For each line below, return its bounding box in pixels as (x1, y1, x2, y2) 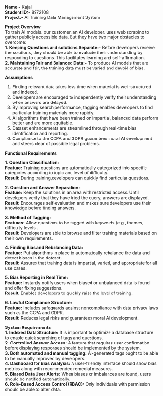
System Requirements (5, 325, 51, 330)
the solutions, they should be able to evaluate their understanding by (5, 50, 143, 55)
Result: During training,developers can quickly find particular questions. (5, 175, 150, 181)
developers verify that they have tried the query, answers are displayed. (5, 195, 149, 201)
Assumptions (5, 75, 33, 80)
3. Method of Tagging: (5, 215, 51, 220)
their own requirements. (5, 235, 53, 241)
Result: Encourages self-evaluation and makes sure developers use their (5, 200, 151, 206)
